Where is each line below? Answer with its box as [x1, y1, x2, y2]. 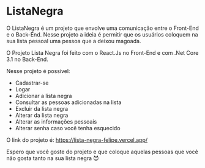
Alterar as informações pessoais [15, 117, 97, 125]
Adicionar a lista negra [15, 92, 72, 99]
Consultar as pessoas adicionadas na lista [15, 99, 122, 106]
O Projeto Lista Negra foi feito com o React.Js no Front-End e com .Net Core [6, 49, 199, 56]
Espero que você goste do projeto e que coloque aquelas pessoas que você [6, 148, 199, 155]
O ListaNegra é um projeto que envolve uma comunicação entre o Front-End [6, 24, 199, 32]
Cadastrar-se [15, 79, 49, 86]
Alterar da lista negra [15, 111, 69, 119]
